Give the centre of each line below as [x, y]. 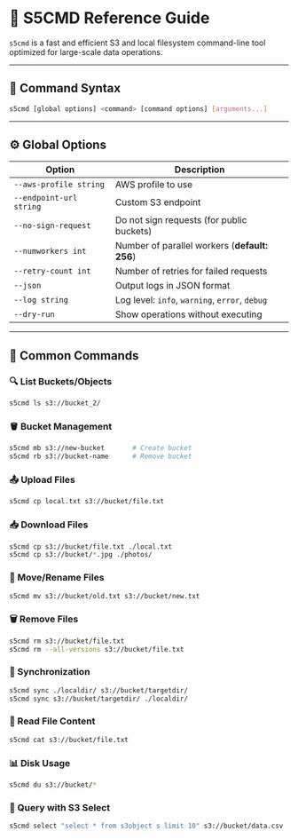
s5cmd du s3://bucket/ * [53, 785]
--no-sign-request [52, 226]
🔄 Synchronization [50, 672]
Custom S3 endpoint [158, 202]
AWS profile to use [154, 185]
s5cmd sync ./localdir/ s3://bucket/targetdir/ [99, 690]
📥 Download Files [49, 525]
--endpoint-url [46, 198]
